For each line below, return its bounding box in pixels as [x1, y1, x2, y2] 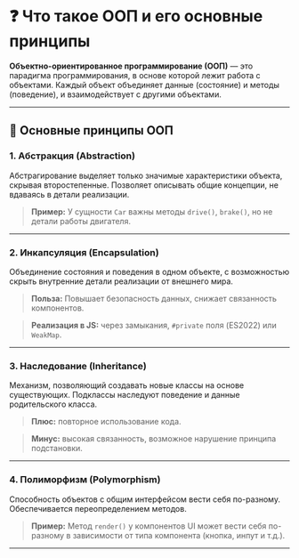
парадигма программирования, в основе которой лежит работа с [9, 69, 261, 80]
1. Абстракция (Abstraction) [9, 150, 136, 162]
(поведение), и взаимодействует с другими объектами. [9, 89, 222, 100]
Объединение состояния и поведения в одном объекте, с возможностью [9, 266, 290, 277]
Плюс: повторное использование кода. [30, 416, 182, 427]
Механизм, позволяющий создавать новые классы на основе [9, 380, 245, 391]
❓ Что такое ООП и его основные [9, 6, 263, 27]
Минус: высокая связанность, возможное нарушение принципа [30, 433, 277, 444]
